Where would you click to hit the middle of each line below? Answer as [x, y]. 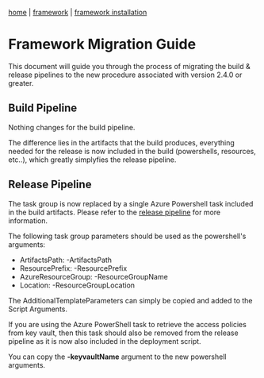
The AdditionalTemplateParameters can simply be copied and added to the [130, 300]
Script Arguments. [38, 309]
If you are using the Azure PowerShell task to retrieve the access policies [128, 324]
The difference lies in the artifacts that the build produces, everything [122, 142]
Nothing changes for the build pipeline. [72, 127]
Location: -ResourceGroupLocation [77, 285]
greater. [21, 83]
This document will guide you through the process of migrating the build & [130, 66]
